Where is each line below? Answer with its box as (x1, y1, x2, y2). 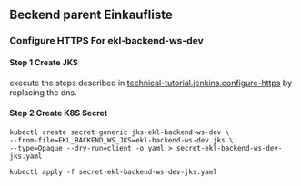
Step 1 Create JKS (9, 56, 79, 67)
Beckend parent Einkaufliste (9, 7, 173, 23)
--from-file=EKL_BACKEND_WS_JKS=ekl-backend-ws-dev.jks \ (9, 135, 234, 144)
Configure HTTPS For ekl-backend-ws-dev (9, 34, 204, 47)
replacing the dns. (9, 86, 77, 98)
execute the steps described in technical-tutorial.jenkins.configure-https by (9, 77, 293, 88)
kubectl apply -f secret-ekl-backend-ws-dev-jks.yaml (9, 167, 218, 176)
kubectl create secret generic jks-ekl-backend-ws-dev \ (9, 127, 230, 137)
